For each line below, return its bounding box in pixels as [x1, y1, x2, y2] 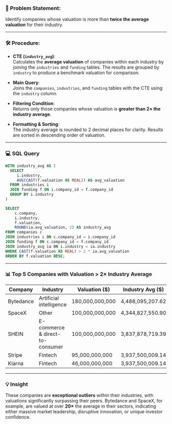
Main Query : [12, 79, 40, 86]
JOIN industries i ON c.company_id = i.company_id [5, 235, 116, 240]
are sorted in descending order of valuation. [12, 132, 106, 138]
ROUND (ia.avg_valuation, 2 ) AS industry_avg [14, 225, 111, 230]
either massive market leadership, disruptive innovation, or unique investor [5, 409, 163, 415]
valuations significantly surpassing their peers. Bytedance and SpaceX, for [5, 398, 163, 404]
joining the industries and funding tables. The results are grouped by [12, 64, 160, 70]
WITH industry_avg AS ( [5, 163, 56, 168]
